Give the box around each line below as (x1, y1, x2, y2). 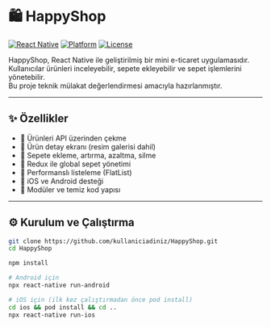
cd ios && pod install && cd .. (8, 303, 117, 312)
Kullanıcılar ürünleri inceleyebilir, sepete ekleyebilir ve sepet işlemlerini (8, 63, 242, 73)
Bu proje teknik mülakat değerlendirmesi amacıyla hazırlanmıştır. (8, 81, 223, 90)
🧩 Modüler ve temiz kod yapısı (19, 184, 121, 195)
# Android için (8, 274, 60, 282)
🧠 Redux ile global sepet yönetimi (19, 159, 131, 169)
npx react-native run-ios (8, 311, 95, 319)
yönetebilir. (8, 72, 46, 82)
